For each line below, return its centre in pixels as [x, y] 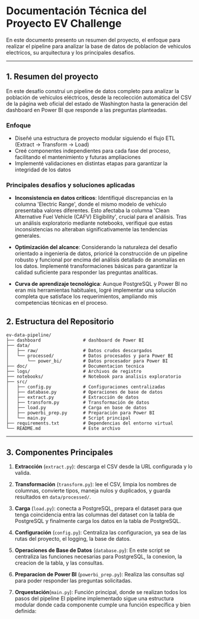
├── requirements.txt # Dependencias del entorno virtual [90, 423]
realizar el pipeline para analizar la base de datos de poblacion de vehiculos [99, 46]
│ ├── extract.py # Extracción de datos [73, 398]
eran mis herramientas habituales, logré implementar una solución [95, 290]
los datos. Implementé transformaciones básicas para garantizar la [96, 266]
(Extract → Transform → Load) [52, 145]
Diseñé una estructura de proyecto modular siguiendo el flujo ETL [95, 138]
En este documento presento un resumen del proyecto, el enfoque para [93, 40]
